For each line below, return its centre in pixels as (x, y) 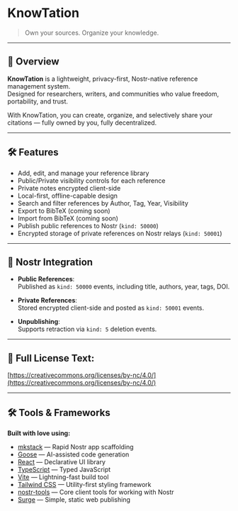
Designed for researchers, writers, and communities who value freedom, (113, 94)
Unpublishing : (39, 322)
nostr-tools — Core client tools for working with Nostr (96, 492)
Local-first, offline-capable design (68, 196)
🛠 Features (33, 153)
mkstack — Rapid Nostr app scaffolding (75, 447)
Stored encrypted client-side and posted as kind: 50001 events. (111, 308)
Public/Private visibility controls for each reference (91, 180)
